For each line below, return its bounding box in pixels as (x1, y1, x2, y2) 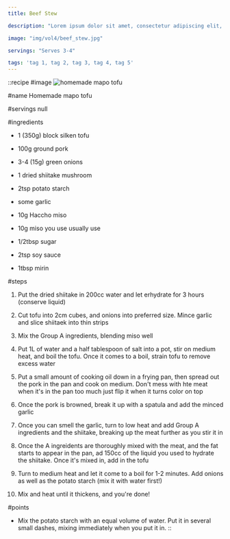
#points (8, 503, 29, 512)
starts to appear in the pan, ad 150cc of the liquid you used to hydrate (17, 449, 214, 457)
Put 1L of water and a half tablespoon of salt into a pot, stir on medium (17, 345, 216, 353)
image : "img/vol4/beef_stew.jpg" (8, 35, 103, 42)
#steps (8, 277, 27, 286)
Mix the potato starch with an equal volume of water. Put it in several (17, 516, 212, 525)
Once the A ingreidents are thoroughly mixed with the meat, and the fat (17, 442, 218, 450)
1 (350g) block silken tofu (17, 131, 90, 140)
